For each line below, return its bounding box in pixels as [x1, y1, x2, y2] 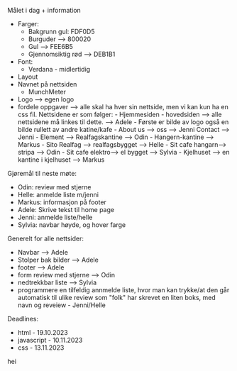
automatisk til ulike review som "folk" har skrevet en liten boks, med [17, 294, 216, 301]
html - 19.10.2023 [17, 328, 69, 336]
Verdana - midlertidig [28, 65, 91, 73]
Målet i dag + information [7, 6, 82, 14]
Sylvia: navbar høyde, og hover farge [17, 221, 126, 229]
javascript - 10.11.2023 [17, 336, 83, 344]
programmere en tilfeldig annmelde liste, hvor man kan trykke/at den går [17, 286, 230, 294]
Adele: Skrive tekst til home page [17, 206, 115, 214]
